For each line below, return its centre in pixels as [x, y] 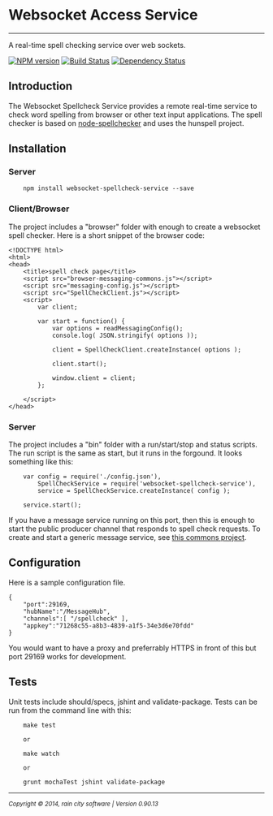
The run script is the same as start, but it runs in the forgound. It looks [125, 453]
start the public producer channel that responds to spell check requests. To [134, 529]
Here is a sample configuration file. [67, 582]
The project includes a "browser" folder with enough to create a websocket [134, 227]
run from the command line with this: [70, 710]
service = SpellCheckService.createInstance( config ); [134, 491]
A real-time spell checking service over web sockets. [97, 45]
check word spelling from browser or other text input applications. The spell [135, 114]
